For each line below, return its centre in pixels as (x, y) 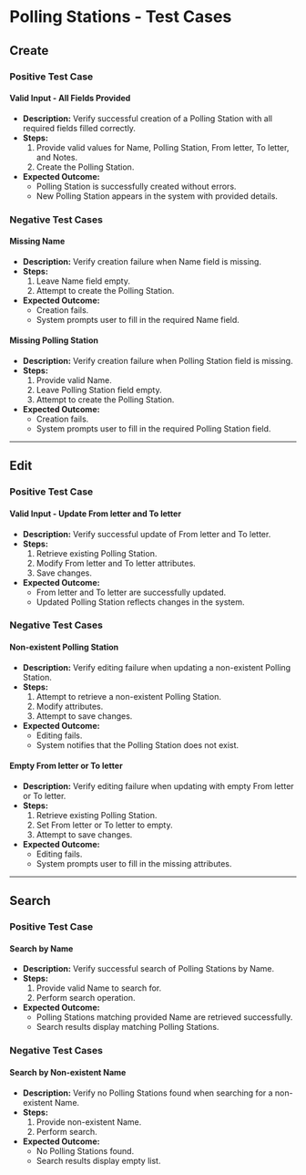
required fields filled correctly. (79, 128)
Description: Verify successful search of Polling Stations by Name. (148, 969)
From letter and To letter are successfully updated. (131, 592)
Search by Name (41, 948)
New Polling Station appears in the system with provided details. (157, 196)
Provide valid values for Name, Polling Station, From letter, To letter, (163, 147)
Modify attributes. (70, 706)
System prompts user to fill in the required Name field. (138, 319)
